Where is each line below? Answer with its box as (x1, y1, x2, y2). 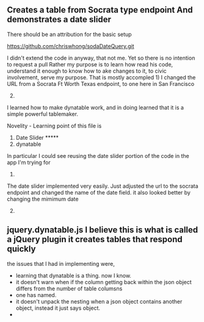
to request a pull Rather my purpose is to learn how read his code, (7, 60, 173, 68)
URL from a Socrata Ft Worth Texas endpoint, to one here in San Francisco (7, 80, 195, 87)
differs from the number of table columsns (15, 285, 123, 292)
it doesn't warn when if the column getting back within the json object (15, 278, 192, 285)
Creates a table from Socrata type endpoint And (7, 5, 193, 15)
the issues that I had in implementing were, (7, 260, 115, 267)
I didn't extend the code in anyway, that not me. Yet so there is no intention (7, 54, 195, 62)
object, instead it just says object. (15, 304, 100, 312)
